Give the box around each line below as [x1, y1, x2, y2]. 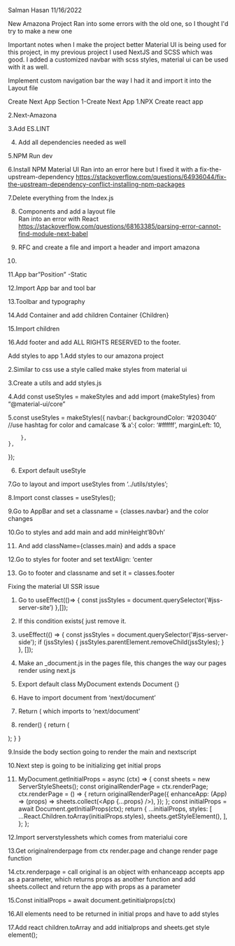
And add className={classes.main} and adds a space [17, 542, 176, 550]
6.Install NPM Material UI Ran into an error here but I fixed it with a [8, 165, 199, 174]
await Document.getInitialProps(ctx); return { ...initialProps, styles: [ [17, 805, 213, 813]
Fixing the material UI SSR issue [8, 583, 100, 590]
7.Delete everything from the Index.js [8, 194, 114, 202]
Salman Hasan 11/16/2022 [8, 6, 83, 14]
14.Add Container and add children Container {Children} [8, 311, 169, 319]
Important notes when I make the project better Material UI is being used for [8, 41, 227, 48]
